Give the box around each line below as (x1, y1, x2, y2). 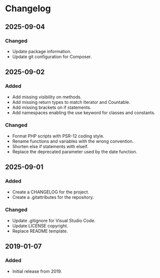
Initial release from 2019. (12, 268, 62, 274)
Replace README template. (12, 228, 68, 234)
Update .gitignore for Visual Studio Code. (12, 217, 96, 223)
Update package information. (12, 48, 72, 54)
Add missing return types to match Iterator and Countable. (12, 99, 131, 105)
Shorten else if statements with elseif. (12, 143, 88, 149)
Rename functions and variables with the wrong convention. (12, 138, 134, 144)
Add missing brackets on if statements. (12, 104, 92, 110)
